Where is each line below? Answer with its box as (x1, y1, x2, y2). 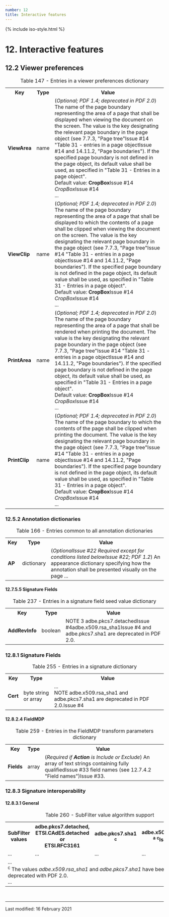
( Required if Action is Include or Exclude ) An (44, 753, 150, 760)
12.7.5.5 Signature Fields (5, 587, 58, 593)
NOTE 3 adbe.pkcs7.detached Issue (65, 617, 150, 624)
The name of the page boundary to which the (54, 418, 161, 425)
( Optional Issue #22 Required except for (50, 547, 145, 554)
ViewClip (8, 251, 30, 258)
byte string (23, 689, 49, 696)
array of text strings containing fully (44, 760, 129, 767)
